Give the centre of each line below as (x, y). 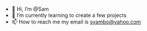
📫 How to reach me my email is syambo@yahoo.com (76, 22)
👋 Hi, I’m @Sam (30, 9)
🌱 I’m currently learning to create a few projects (69, 15)
